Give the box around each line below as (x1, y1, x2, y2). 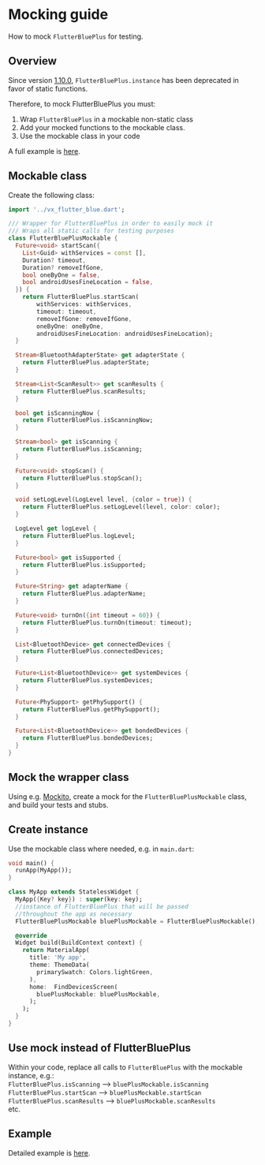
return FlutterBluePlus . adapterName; (22, 590, 147, 598)
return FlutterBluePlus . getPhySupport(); (22, 705, 160, 713)
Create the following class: (8, 190, 95, 200)
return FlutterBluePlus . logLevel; (22, 532, 136, 540)
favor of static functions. (8, 84, 88, 93)
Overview (8, 54, 58, 68)
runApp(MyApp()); (15, 866, 73, 875)
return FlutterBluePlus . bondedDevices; (22, 734, 154, 742)
